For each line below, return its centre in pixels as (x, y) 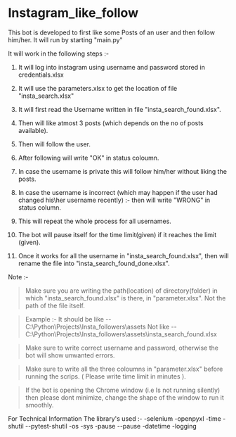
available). (33, 130)
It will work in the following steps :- (59, 53)
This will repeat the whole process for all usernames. (94, 221)
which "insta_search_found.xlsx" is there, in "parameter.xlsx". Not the (125, 298)
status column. (40, 207)
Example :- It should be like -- (68, 319)
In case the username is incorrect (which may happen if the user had (118, 192)
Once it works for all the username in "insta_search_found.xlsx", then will (123, 255)
